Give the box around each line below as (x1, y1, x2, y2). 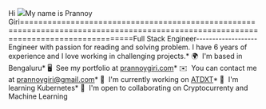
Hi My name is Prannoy (8, 9, 93, 18)
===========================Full (8, 34, 145, 43)
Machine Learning (8, 91, 68, 101)
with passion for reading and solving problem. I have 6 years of (39, 42, 248, 52)
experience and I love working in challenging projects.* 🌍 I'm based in (8, 52, 243, 60)
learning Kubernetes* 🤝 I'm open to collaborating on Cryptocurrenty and (8, 84, 248, 92)
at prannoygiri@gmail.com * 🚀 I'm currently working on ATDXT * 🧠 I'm (8, 75, 239, 84)
